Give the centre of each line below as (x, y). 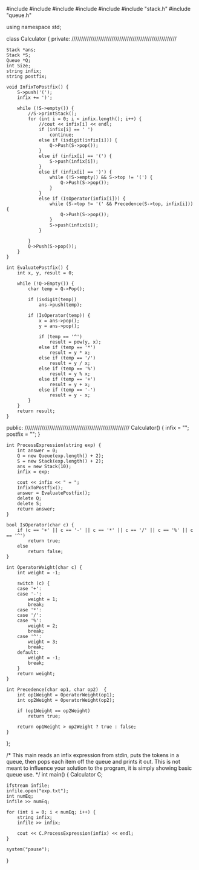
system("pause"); (28, 849)
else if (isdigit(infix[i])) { (78, 140)
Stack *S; (19, 55)
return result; (36, 411)
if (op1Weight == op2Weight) (54, 711)
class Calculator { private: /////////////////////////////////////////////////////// (92, 39)
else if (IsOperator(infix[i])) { (82, 199)
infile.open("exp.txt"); (38, 791)
